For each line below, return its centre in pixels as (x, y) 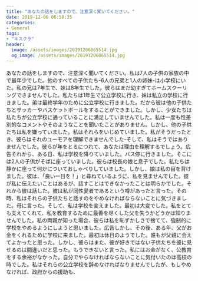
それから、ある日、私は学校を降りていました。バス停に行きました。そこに (101, 154)
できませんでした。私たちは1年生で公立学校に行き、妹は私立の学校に (100, 95)
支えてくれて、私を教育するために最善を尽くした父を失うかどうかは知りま (101, 213)
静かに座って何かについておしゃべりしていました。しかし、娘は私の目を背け (99, 168)
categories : (21, 22)
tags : (13, 34)
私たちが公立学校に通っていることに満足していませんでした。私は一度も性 (96, 117)
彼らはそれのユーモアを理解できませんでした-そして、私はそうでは (97, 139)
